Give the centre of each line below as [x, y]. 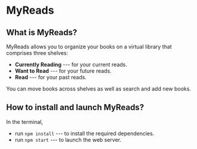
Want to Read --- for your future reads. [63, 71]
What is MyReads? [42, 32]
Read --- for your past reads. [50, 77]
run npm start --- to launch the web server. [68, 139]
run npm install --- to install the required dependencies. [84, 133]
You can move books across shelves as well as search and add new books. [98, 89]
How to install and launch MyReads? [75, 108]
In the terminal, [25, 122]
